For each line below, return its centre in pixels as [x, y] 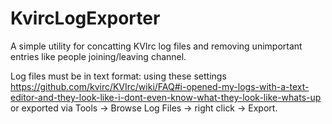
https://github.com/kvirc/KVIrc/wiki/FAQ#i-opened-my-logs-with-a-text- [160, 86]
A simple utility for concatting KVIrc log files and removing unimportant [156, 46]
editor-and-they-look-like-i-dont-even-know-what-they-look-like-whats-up [166, 97]
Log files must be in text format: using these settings [118, 76]
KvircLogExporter [85, 18]
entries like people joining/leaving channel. [98, 56]
